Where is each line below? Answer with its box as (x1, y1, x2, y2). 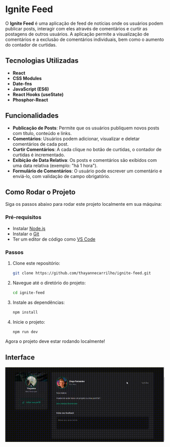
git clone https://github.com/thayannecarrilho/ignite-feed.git (12, 271, 151, 276)
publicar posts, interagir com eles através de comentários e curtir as (5, 25, 148, 31)
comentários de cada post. (12, 141, 69, 147)
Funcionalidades (5, 111, 59, 120)
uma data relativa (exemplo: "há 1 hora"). (12, 162, 98, 168)
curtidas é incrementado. (12, 152, 65, 158)
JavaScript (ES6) (12, 86, 49, 92)
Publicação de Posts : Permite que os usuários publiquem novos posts (12, 125, 159, 131)
